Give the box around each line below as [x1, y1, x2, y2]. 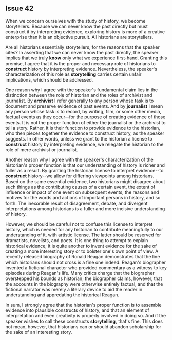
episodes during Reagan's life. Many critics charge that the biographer [5, 270, 155, 276]
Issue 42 [5, 4, 34, 13]
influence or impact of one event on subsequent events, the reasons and [5, 189, 159, 195]
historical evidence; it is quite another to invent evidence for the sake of [5, 243, 157, 249]
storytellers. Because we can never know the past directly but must [5, 23, 148, 29]
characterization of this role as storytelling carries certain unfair [5, 71, 142, 77]
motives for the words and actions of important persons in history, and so [5, 194, 161, 201]
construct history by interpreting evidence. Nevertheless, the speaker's [5, 66, 158, 72]
